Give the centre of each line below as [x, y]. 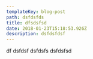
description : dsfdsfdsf [36, 34]
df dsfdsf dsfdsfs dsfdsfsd [39, 51]
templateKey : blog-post [36, 12]
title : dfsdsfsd [26, 23]
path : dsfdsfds [25, 17]
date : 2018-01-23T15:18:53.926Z [46, 28]
